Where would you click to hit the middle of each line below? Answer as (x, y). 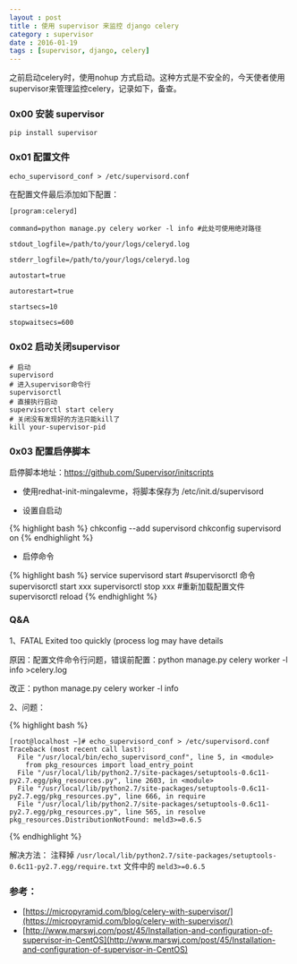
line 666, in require (165, 796)
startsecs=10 (34, 307)
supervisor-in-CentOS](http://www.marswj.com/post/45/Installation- (149, 940)
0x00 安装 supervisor (57, 115)
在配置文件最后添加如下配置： (64, 194)
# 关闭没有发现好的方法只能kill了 (65, 420)
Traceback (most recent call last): (77, 749)
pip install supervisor (54, 133)
